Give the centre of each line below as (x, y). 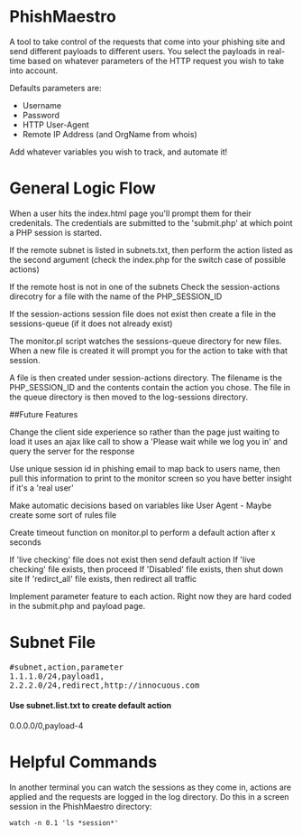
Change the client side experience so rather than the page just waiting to (145, 432)
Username (41, 105)
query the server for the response (72, 451)
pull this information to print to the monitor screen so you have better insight (151, 478)
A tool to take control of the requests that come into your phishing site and (147, 42)
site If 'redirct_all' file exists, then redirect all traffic (103, 578)
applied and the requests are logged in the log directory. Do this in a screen (150, 796)
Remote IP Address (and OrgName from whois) (110, 134)
